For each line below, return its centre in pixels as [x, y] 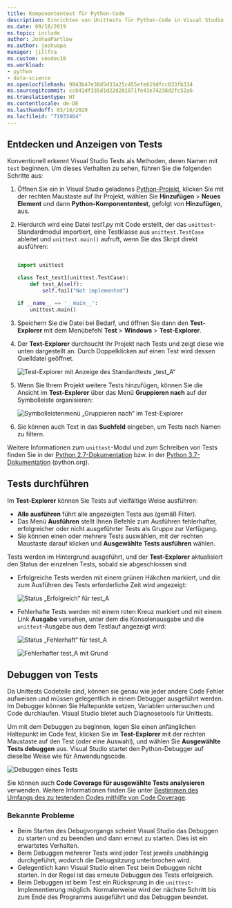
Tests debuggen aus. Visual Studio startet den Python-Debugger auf [105, 749]
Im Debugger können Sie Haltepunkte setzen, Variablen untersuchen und [111, 706]
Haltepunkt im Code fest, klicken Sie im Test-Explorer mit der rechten [106, 734]
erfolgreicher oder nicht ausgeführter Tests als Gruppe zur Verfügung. [117, 528]
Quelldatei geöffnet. [46, 358]
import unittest [40, 266]
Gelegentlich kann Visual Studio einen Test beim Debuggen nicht [109, 867]
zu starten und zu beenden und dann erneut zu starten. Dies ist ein [113, 838]
